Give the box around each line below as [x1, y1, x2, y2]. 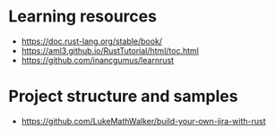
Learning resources [8, 6, 158, 27]
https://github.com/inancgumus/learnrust [21, 55, 175, 65]
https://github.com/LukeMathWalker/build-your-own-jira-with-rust [21, 115, 266, 126]
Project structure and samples [8, 87, 238, 106]
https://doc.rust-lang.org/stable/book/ [21, 36, 163, 46]
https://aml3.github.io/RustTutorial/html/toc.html [21, 45, 199, 55]
